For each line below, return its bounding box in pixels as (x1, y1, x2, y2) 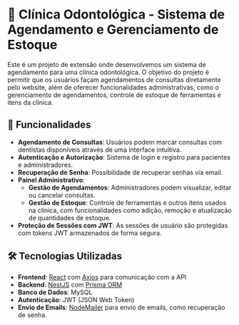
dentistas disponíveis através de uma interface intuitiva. (17, 145, 182, 154)
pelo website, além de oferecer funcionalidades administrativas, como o (7, 83, 220, 91)
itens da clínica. (7, 98, 54, 106)
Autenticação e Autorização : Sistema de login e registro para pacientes (17, 153, 230, 161)
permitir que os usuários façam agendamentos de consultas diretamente (7, 75, 221, 84)
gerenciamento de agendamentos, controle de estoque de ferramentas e (7, 91, 221, 99)
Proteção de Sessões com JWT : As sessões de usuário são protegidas (17, 221, 228, 229)
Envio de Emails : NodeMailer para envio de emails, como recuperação (17, 303, 225, 311)
